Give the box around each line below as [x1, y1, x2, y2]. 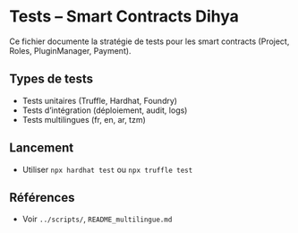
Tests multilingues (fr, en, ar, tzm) [21, 114, 146, 125]
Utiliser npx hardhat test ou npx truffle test [21, 164, 193, 175]
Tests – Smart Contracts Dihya [9, 6, 240, 27]
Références [9, 190, 75, 205]
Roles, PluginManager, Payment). [9, 45, 132, 56]
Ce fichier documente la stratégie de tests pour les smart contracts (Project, [9, 36, 290, 47]
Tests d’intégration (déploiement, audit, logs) [21, 105, 188, 116]
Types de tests [9, 72, 94, 87]
